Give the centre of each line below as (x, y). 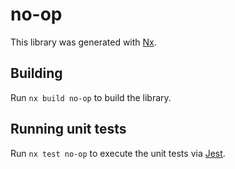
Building (36, 73)
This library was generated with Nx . (83, 42)
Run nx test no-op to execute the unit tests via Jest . (118, 153)
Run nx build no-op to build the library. (91, 97)
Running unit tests (68, 129)
